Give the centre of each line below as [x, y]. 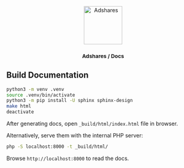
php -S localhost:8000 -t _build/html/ [57, 147]
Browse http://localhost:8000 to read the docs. [68, 158]
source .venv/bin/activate [41, 95]
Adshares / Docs [103, 56]
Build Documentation [48, 75]
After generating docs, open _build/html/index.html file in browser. [92, 124]
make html [19, 106]
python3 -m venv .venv [35, 89]
